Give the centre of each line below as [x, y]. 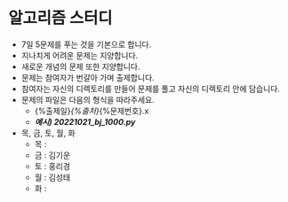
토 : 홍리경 [52, 166]
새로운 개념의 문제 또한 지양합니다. [80, 66]
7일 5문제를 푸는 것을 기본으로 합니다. [86, 44]
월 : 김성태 [52, 177]
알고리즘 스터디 [60, 18]
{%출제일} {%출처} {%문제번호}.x [92, 111]
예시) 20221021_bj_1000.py [85, 121]
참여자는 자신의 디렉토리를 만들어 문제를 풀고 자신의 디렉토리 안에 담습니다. [151, 89]
